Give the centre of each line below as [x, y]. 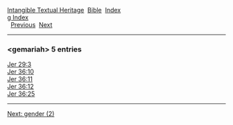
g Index [18, 17]
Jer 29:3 [19, 65]
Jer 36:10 [21, 72]
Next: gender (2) [31, 114]
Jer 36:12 [20, 87]
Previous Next [31, 25]
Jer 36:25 [21, 94]
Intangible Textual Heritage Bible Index [64, 10]
